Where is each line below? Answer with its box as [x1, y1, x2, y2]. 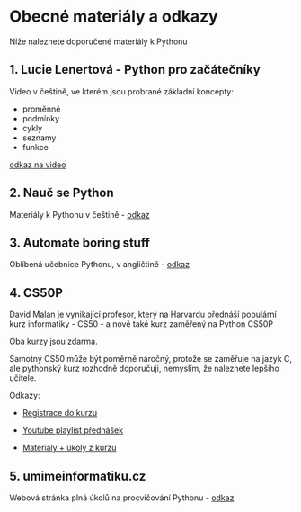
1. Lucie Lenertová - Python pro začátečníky [9, 62, 261, 77]
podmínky [22, 112, 60, 123]
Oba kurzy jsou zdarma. [9, 336, 98, 347]
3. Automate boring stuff [9, 235, 151, 250]
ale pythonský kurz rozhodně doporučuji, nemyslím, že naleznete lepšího [9, 363, 280, 374]
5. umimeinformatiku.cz [9, 468, 146, 483]
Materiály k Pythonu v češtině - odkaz [9, 209, 150, 220]
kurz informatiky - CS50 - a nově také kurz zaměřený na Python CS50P [9, 319, 274, 329]
